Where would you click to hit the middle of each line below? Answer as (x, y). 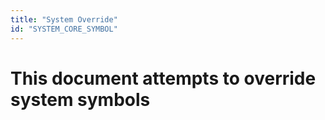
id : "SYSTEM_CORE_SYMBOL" (64, 29)
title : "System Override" (64, 19)
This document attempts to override (163, 78)
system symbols (80, 99)
